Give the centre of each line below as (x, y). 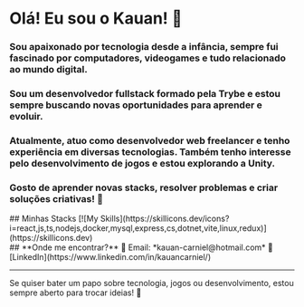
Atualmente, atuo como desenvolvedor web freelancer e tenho (150, 140)
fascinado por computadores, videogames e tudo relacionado (148, 58)
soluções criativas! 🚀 (57, 198)
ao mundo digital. (48, 70)
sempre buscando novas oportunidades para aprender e (136, 105)
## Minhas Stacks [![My (54, 219)
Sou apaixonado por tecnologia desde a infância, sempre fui (144, 47)
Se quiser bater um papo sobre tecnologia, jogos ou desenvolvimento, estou (152, 283)
